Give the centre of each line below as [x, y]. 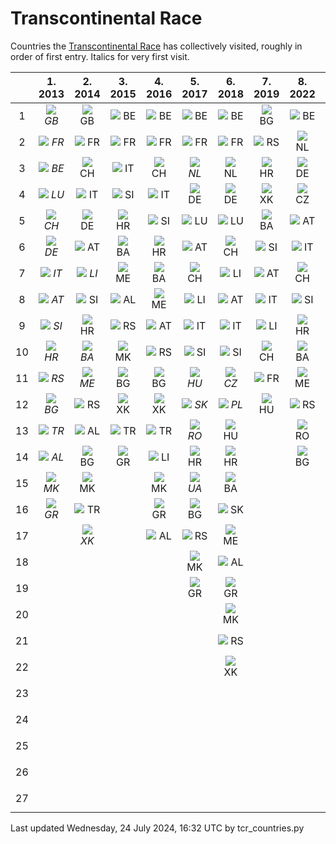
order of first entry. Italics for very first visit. [100, 56]
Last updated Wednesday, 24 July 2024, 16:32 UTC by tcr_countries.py [157, 828]
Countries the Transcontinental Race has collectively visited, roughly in [156, 46]
